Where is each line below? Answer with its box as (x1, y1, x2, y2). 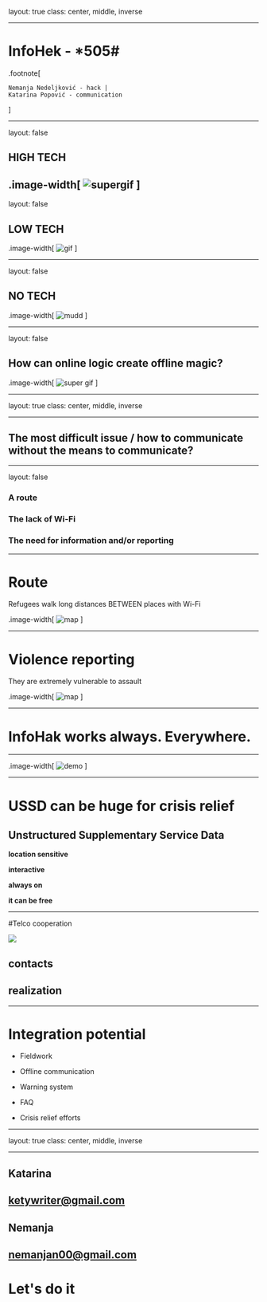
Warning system (19, 1082, 74, 1092)
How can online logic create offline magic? (8, 356, 224, 370)
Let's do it (8, 1280, 75, 1298)
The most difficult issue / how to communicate (8, 431, 244, 445)
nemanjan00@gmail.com (8, 1248, 137, 1262)
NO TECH (8, 289, 56, 303)
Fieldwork (19, 1052, 53, 1061)
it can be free (8, 896, 53, 906)
